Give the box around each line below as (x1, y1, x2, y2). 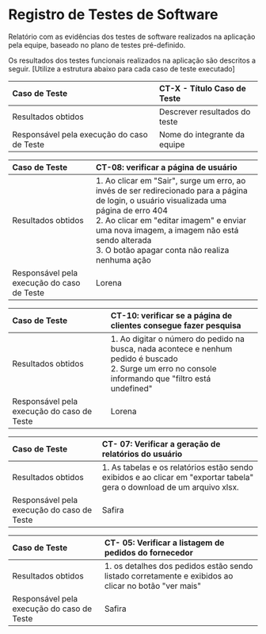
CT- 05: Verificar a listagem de (104, 537, 225, 548)
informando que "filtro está (110, 373, 211, 384)
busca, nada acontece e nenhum (110, 343, 233, 354)
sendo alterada (95, 234, 152, 245)
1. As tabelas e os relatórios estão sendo (101, 462, 253, 473)
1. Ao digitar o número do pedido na (110, 333, 245, 344)
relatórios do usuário (101, 448, 183, 459)
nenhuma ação (95, 254, 152, 265)
